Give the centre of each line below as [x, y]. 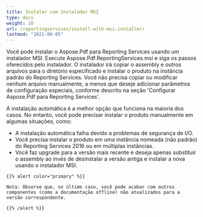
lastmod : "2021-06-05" [35, 35]
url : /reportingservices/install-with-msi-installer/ [76, 29]
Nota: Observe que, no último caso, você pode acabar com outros [90, 187]
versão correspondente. [36, 198]
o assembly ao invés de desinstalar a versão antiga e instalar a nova [100, 159]
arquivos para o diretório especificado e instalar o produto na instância [95, 71]
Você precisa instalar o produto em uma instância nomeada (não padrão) [106, 139]
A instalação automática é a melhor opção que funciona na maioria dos [95, 109]
